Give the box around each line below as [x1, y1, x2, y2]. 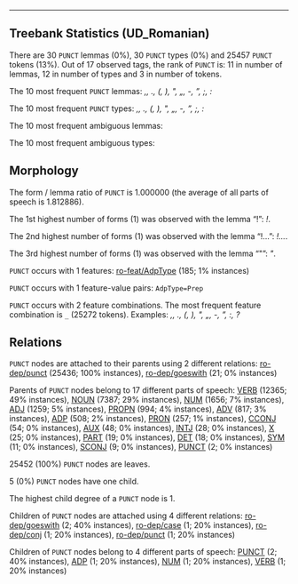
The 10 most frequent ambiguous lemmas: [9, 120, 163, 131]
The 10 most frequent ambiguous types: [9, 137, 155, 148]
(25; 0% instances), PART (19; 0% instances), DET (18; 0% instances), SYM [9, 432, 286, 443]
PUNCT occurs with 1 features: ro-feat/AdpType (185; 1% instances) [9, 265, 250, 276]
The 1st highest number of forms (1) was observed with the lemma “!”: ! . [9, 213, 271, 224]
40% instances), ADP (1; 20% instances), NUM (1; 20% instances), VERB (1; [9, 556, 286, 567]
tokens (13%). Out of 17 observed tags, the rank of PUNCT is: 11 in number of [9, 59, 283, 69]
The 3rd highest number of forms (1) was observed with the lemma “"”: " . [9, 248, 277, 259]
